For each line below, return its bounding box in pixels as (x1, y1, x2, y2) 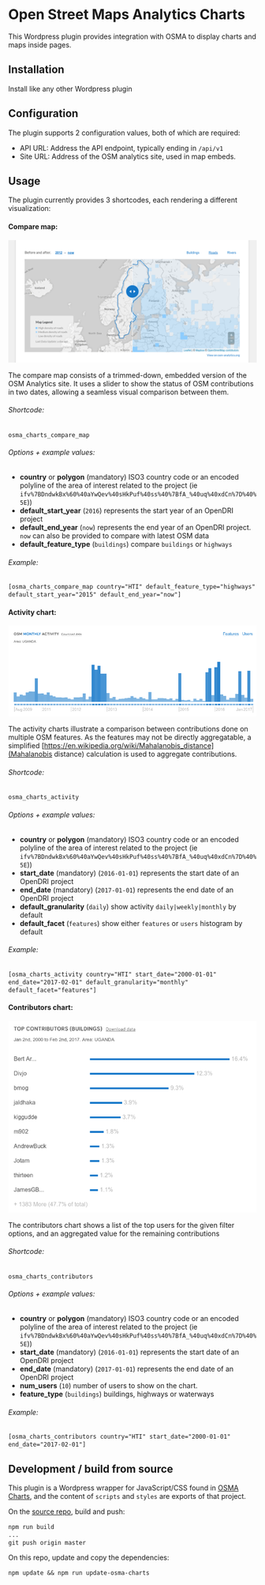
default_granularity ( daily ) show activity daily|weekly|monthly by (19, 902, 237, 911)
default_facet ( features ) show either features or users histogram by (19, 918, 243, 928)
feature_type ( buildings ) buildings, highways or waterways (19, 1389, 215, 1399)
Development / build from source (8, 1462, 174, 1475)
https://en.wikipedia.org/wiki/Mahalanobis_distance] (43, 741, 215, 751)
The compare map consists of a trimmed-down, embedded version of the (8, 370, 247, 380)
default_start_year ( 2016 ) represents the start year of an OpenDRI (19, 506, 234, 515)
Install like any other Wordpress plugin (8, 84, 132, 93)
